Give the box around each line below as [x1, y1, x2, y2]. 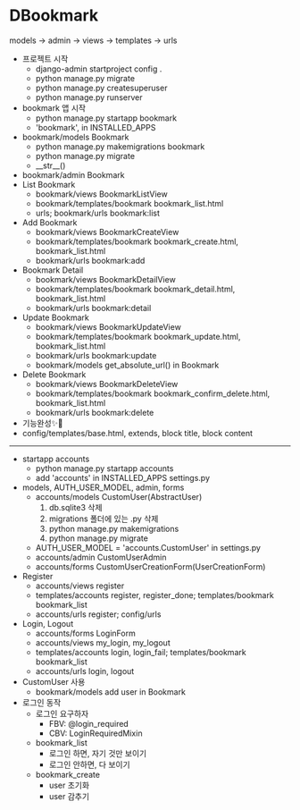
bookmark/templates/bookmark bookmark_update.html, [35, 331, 241, 342]
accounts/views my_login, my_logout [35, 637, 171, 648]
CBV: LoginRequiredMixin [48, 728, 143, 738]
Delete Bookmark [21, 368, 87, 380]
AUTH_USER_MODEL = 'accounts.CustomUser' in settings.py [35, 542, 262, 553]
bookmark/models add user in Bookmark [35, 686, 186, 697]
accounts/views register [35, 580, 125, 591]
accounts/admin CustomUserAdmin [35, 552, 167, 562]
